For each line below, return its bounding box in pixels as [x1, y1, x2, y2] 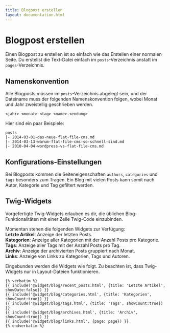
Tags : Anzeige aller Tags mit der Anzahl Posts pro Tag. [5, 242, 121, 248]
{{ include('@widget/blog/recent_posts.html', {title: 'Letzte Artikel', [5, 283, 166, 288]
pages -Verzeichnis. [5, 62, 45, 68]
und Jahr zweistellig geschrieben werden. [5, 101, 93, 108]
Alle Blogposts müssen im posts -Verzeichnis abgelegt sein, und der [5, 91, 147, 97]
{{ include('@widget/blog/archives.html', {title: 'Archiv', [5, 309, 138, 315]
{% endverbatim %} [5, 323, 44, 328]
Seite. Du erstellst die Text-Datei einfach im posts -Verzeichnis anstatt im [5, 57, 157, 63]
